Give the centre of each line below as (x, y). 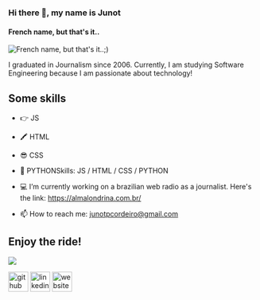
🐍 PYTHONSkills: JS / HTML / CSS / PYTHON (94, 170)
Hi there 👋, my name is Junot (64, 13)
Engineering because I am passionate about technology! (101, 73)
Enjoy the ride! (45, 242)
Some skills (37, 98)
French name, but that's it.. (54, 32)
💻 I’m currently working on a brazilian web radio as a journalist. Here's (136, 186)
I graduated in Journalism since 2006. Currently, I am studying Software (126, 65)
